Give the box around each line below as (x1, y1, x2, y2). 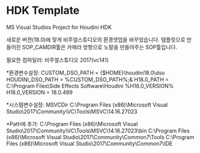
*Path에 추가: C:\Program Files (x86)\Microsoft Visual (6, 120, 138, 127)
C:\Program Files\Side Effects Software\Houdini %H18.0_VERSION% (6, 82, 174, 89)
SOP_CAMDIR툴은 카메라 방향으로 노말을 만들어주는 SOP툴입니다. (22, 43, 177, 51)
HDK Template (6, 4, 80, 17)
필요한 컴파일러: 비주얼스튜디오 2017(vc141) (6, 56, 109, 63)
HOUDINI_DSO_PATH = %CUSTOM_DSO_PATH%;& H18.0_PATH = (6, 76, 169, 83)
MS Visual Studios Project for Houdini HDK (6, 23, 112, 31)
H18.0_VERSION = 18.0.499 (6, 89, 73, 96)
